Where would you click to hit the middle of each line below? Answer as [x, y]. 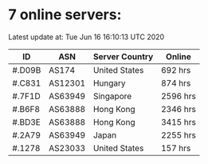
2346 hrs [179, 109]
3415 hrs [179, 122]
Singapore [112, 96]
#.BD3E [27, 122]
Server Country [123, 56]
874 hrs [176, 83]
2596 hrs [179, 96]
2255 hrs [179, 135]
